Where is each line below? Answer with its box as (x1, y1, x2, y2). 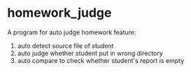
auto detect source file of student (17, 41, 114, 50)
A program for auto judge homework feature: (7, 28, 136, 36)
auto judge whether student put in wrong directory (17, 49, 163, 57)
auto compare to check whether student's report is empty (17, 56, 185, 64)
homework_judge (7, 5, 112, 21)
